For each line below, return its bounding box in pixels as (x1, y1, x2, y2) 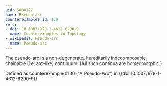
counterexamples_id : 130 (5, 17, 58, 22)
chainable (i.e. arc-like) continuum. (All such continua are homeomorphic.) (5, 60, 162, 67)
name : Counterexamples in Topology (10, 31, 86, 36)
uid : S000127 (5, 7, 33, 13)
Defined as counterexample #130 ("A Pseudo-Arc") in (5, 70, 118, 76)
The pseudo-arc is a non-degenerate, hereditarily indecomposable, (5, 55, 148, 61)
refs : (5, 21, 17, 27)
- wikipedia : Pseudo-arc (5, 36, 58, 41)
